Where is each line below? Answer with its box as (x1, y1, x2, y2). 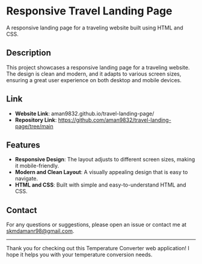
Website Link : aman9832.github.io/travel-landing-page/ (14, 110, 155, 117)
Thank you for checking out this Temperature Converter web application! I (6, 245, 189, 252)
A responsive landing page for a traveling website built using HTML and (6, 24, 183, 31)
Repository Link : (14, 116, 57, 124)
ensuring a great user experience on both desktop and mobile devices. (6, 76, 182, 83)
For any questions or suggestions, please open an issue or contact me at (6, 221, 187, 229)
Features (6, 140, 40, 150)
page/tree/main (14, 122, 54, 130)
